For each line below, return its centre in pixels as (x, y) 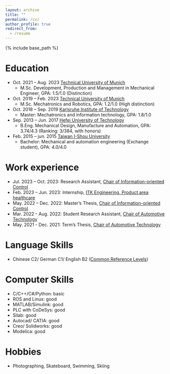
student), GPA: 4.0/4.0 (43, 147)
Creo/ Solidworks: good (37, 326)
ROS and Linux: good (35, 299)
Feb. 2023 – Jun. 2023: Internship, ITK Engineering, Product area (80, 192)
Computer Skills (40, 280)
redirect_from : (21, 29)
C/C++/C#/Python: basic (38, 293)
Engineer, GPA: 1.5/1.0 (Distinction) (56, 93)
